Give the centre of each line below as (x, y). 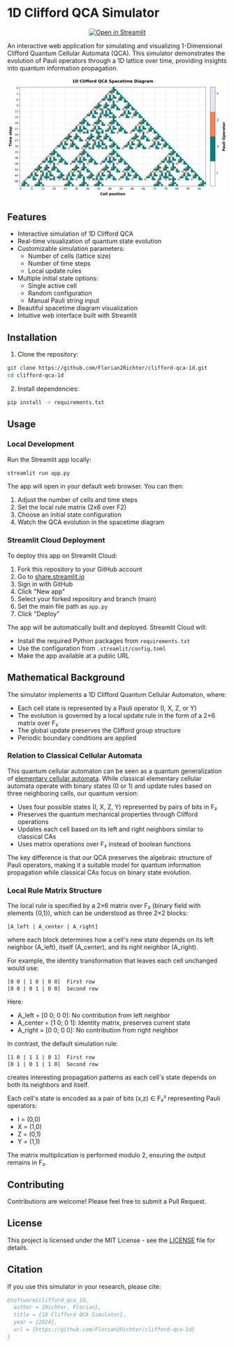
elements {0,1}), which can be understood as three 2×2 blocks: (98, 913)
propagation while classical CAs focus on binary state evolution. (100, 872)
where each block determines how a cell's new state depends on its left (110, 940)
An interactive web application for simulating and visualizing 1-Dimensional (115, 45)
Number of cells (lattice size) (69, 256)
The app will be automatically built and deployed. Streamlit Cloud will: (107, 627)
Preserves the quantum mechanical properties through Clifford (108, 814)
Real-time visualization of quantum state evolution (89, 241)
